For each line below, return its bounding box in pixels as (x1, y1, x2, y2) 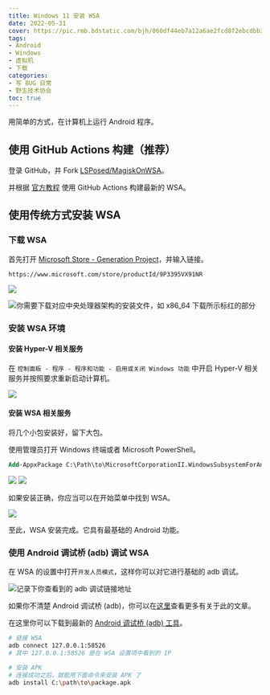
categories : (8, 72, 48, 80)
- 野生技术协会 (8, 86, 52, 95)
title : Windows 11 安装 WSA (8, 11, 100, 20)
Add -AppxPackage (8, 461, 63, 469)
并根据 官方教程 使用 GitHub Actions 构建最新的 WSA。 (8, 182, 190, 193)
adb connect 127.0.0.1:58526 (8, 642, 106, 650)
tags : (8, 34, 27, 43)
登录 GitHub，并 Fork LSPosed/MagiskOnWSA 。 (8, 166, 169, 175)
